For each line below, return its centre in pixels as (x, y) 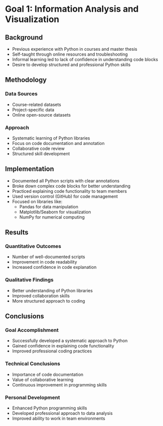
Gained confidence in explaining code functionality (63, 346)
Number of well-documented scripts (48, 257)
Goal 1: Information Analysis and (72, 9)
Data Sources (21, 94)
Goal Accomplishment (32, 330)
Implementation (30, 169)
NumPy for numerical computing (52, 217)
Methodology (26, 80)
